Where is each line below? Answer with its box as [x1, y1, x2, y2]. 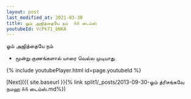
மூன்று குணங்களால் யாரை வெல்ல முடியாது [15, 55, 115, 62]
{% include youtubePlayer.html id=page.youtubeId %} [6, 67, 142, 74]
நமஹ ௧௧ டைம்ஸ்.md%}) [6, 86, 66, 93]
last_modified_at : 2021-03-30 [6, 15, 83, 21]
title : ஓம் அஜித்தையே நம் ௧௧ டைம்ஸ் [6, 20, 97, 26]
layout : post [6, 9, 40, 15]
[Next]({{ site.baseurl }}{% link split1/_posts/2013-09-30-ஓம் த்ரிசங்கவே [6, 78, 185, 86]
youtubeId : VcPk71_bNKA [6, 26, 67, 32]
